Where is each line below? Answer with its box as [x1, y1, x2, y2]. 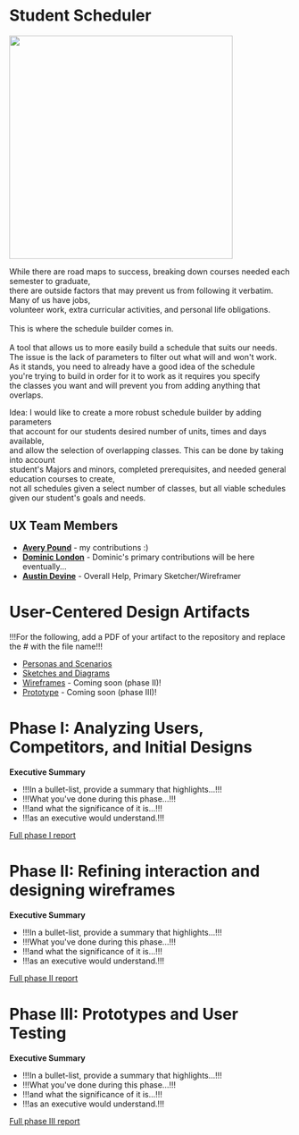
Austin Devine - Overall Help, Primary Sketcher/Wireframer [21, 570, 242, 581]
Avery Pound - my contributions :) [21, 542, 149, 552]
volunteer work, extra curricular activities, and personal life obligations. [9, 304, 270, 315]
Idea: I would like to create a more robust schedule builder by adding [9, 407, 262, 417]
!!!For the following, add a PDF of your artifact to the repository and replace [9, 631, 286, 642]
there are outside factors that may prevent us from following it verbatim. [9, 285, 274, 296]
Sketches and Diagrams [21, 668, 110, 678]
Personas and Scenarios [21, 658, 112, 668]
